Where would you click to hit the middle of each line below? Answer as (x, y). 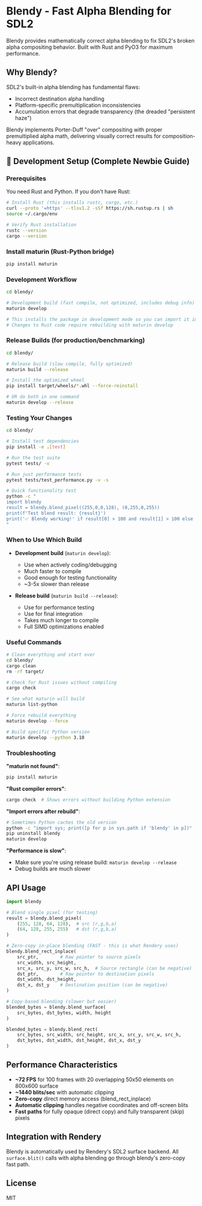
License (21, 1183)
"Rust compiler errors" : (36, 789)
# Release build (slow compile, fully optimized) (70, 364)
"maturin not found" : (33, 766)
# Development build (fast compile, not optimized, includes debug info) (101, 303)
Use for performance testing (59, 607)
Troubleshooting (31, 753)
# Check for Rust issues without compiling (62, 682)
